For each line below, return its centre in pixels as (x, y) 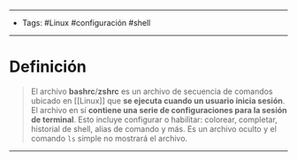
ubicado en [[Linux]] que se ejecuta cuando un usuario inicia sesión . (158, 100)
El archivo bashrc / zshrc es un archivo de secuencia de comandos (152, 91)
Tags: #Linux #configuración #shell (86, 23)
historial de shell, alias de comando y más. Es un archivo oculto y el (153, 128)
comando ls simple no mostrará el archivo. (109, 138)
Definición (48, 67)
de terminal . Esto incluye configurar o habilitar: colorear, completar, (154, 119)
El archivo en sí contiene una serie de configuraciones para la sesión (159, 110)
